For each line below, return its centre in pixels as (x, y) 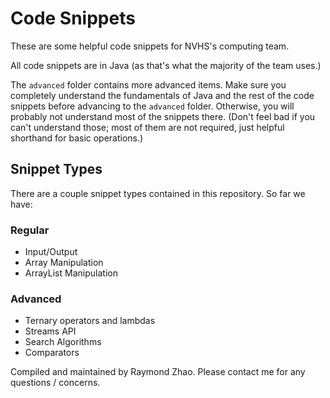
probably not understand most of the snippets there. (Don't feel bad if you (163, 116)
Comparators (52, 353)
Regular (30, 230)
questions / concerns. (55, 383)
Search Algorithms (63, 342)
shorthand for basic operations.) (77, 138)
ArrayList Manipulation (71, 273)
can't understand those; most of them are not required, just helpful (147, 127)
